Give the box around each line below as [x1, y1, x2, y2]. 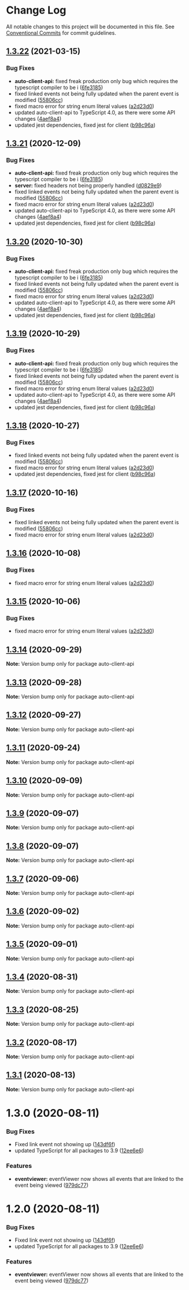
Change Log [6, 4, 66, 17]
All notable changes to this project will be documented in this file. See [6, 23, 175, 30]
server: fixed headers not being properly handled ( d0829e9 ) [14, 182, 162, 189]
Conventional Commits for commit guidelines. [6, 29, 116, 36]
